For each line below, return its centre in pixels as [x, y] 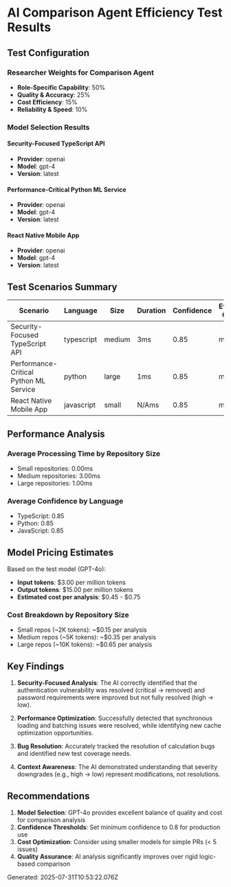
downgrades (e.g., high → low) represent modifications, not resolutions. [119, 775]
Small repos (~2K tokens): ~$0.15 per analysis [82, 630]
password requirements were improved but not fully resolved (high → [115, 697]
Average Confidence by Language [65, 501]
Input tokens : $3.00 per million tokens [71, 582]
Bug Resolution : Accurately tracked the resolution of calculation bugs [116, 746]
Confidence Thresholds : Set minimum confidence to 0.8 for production [119, 827]
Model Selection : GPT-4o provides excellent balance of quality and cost [119, 813]
